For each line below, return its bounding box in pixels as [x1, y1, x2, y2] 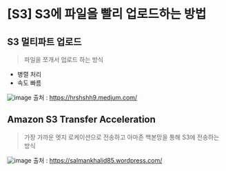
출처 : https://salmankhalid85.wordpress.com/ [33, 156, 163, 164]
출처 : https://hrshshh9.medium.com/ [33, 94, 138, 101]
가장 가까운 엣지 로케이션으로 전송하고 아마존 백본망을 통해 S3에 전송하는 [23, 132, 220, 141]
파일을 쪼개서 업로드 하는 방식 [23, 56, 103, 63]
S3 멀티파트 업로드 [7, 36, 82, 48]
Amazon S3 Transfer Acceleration [7, 114, 156, 125]
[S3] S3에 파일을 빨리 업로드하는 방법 [7, 6, 207, 22]
